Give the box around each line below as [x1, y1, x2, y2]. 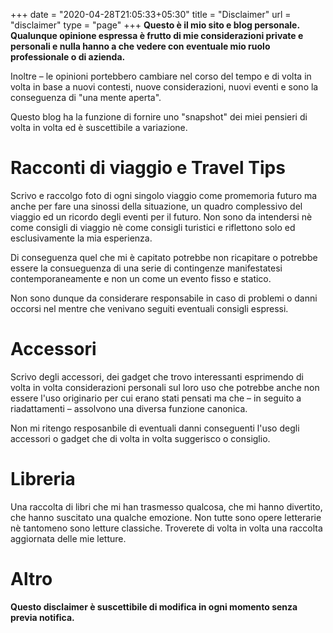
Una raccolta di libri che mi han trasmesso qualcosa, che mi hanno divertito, [10, 500, 323, 513]
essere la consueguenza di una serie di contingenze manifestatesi [10, 262, 283, 274]
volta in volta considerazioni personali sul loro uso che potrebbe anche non [10, 381, 320, 393]
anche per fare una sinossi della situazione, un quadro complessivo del [10, 200, 303, 212]
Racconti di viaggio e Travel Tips [10, 157, 286, 179]
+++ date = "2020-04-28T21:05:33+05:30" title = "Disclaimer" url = [10, 9, 292, 20]
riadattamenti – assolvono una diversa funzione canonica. [10, 402, 248, 414]
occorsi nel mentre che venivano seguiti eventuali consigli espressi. [10, 302, 289, 314]
